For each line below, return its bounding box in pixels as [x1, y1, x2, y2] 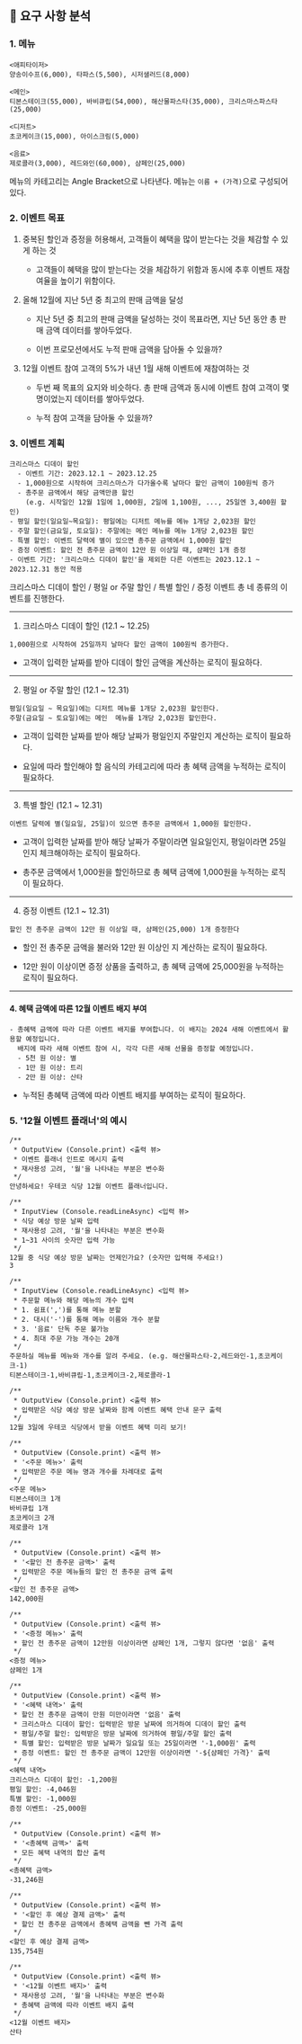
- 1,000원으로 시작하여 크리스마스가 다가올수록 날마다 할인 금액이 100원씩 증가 [17, 479, 275, 488]
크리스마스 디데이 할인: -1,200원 [9, 1775, 118, 1784]
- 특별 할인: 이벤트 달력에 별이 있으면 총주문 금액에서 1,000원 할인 [9, 536, 232, 546]
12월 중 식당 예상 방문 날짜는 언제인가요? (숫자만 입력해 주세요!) [9, 1253, 224, 1262]
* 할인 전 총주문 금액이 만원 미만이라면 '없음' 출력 [13, 1709, 182, 1719]
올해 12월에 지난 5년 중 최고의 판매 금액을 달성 [22, 294, 184, 305]
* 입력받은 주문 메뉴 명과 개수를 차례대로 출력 [13, 1467, 164, 1477]
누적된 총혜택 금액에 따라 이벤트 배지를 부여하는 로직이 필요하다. [22, 1090, 245, 1101]
